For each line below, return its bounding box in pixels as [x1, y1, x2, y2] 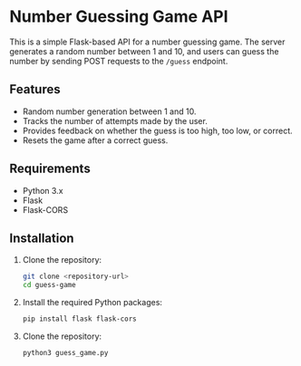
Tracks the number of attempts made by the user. [22, 115, 209, 126]
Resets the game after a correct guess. [22, 134, 169, 146]
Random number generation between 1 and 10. [22, 106, 197, 117]
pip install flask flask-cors [22, 314, 138, 323]
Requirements [9, 161, 91, 177]
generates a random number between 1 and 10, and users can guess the [9, 45, 279, 56]
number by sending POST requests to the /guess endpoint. [9, 55, 228, 66]
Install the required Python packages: [22, 297, 163, 308]
